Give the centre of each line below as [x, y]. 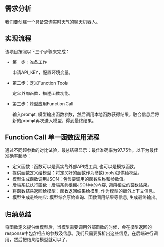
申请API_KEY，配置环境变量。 [43, 72]
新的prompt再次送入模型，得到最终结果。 [54, 120]
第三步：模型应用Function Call [43, 104]
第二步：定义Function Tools [40, 83]
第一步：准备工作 [30, 62]
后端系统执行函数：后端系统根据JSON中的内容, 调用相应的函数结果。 [82, 185]
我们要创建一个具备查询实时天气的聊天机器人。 [52, 22]
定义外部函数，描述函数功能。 [42, 93]
